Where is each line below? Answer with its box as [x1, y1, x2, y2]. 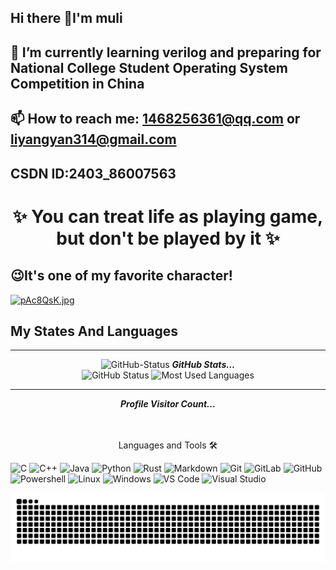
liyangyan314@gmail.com [10, 131, 177, 148]
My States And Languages [10, 322, 179, 340]
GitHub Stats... [171, 359, 236, 371]
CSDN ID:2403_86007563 [10, 165, 177, 182]
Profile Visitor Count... [119, 398, 217, 410]
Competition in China [10, 75, 145, 92]
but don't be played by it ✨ [56, 227, 280, 250]
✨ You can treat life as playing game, [12, 205, 324, 228]
